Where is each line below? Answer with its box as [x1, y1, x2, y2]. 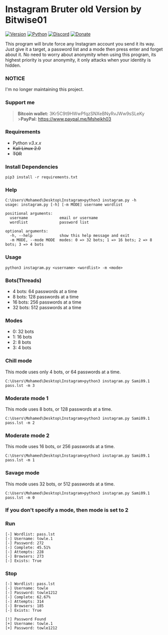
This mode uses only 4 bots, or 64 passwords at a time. [5, 369, 121, 375]
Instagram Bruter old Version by [5, 4, 142, 15]
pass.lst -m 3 [5, 383, 35, 388]
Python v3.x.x [12, 140, 41, 146]
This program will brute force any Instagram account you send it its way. [5, 40, 155, 46]
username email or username [10, 216, 98, 221]
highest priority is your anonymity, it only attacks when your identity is [5, 57, 151, 63]
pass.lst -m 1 [5, 458, 35, 463]
